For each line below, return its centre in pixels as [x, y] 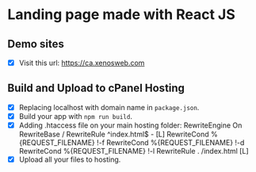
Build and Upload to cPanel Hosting [96, 88]
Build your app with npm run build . [75, 116]
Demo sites [36, 44]
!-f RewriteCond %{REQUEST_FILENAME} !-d [171, 143]
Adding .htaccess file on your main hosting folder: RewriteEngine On [130, 125]
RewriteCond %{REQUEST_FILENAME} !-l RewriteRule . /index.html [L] [134, 151]
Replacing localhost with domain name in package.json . [109, 107]
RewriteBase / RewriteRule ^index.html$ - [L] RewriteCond [114, 134]
